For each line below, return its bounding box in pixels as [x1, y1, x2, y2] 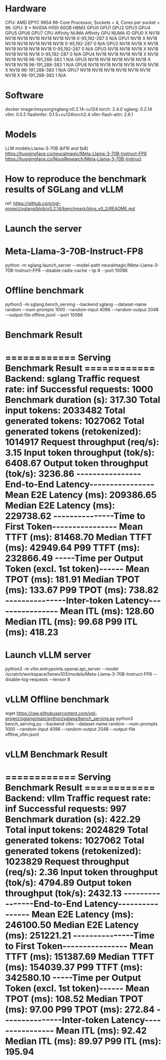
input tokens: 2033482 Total [5, 405, 125, 416]
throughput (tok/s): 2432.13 [5, 888, 122, 899]
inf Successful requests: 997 [5, 803, 127, 814]
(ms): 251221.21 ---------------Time [5, 930, 155, 941]
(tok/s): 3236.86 [5, 468, 75, 480]
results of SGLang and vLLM [5, 184, 124, 195]
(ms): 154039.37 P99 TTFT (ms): [5, 962, 143, 973]
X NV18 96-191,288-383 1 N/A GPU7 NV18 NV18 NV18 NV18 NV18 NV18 [5, 67, 151, 73]
